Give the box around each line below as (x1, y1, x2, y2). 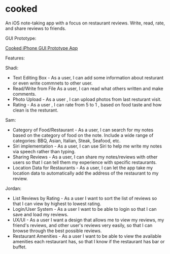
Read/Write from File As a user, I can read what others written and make (12, 85, 163, 92)
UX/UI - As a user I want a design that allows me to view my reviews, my (12, 217, 164, 223)
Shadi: (5, 65, 19, 71)
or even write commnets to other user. (12, 80, 93, 86)
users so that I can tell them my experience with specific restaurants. (12, 159, 157, 165)
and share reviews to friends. (5, 25, 66, 31)
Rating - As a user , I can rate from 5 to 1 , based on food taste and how (12, 101, 162, 107)
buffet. (12, 244, 27, 250)
